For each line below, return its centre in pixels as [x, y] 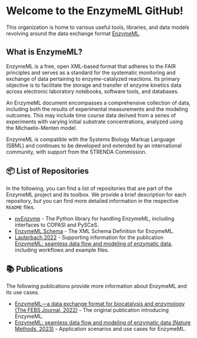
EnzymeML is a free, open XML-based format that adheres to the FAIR [91, 66]
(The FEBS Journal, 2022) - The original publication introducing [92, 310]
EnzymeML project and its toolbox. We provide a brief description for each [96, 194]
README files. [21, 207]
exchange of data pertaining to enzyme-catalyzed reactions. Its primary [93, 78]
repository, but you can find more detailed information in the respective [92, 201]
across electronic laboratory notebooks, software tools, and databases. [93, 91]
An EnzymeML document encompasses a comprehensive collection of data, [98, 103]
